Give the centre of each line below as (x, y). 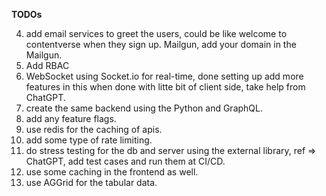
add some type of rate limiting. (89, 140)
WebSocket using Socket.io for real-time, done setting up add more (164, 76)
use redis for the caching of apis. (94, 129)
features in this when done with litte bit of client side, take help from (165, 87)
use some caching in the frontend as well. (112, 172)
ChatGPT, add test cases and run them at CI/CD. (125, 161)
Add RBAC (47, 65)
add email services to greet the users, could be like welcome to (156, 33)
